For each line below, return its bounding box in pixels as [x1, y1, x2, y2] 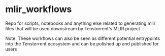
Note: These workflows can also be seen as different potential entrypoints [5, 35, 160, 41]
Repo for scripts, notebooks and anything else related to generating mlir [5, 20, 156, 26]
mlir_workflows [5, 4, 72, 15]
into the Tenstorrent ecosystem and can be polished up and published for [5, 40, 159, 46]
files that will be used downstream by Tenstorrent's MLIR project [5, 25, 141, 31]
